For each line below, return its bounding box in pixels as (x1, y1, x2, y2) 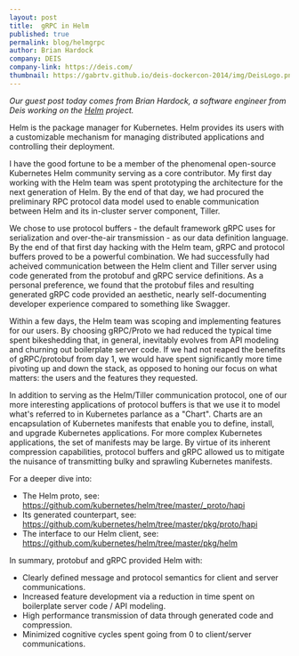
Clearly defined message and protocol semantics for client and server (21, 571, 279, 583)
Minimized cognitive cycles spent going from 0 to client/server (21, 628, 252, 639)
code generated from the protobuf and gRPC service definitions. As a (9, 270, 264, 280)
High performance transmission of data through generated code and (21, 610, 274, 620)
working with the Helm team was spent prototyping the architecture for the (9, 177, 283, 188)
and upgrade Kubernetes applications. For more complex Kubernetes (9, 427, 263, 438)
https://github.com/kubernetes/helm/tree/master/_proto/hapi (21, 499, 246, 510)
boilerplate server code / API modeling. (21, 600, 166, 611)
